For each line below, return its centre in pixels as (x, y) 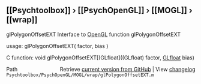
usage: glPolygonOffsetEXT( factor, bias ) (57, 46)
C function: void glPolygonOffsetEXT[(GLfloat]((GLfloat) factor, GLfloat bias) (100, 58)
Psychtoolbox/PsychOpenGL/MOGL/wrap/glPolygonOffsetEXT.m (80, 75)
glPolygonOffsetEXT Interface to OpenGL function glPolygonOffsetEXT (94, 34)
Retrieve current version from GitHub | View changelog (127, 69)
